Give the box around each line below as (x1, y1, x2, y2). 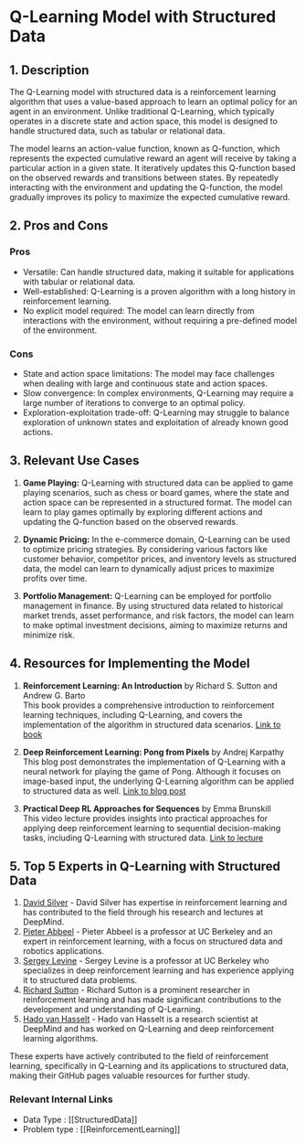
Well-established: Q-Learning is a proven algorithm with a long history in (22, 285, 296, 296)
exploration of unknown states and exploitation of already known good (22, 416, 290, 427)
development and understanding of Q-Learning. (22, 1004, 204, 1015)
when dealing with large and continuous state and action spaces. (22, 378, 268, 389)
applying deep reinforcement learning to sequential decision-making (22, 822, 281, 833)
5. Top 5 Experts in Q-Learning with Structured (9, 859, 281, 874)
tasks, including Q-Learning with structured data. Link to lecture (22, 832, 264, 843)
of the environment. (22, 325, 98, 336)
